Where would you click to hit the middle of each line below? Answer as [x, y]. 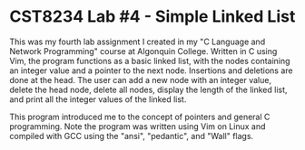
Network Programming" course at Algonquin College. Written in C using [143, 51]
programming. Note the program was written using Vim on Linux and [138, 126]
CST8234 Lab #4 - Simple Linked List [152, 17]
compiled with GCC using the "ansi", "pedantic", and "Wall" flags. [132, 136]
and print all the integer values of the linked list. [98, 99]
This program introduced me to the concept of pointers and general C [140, 117]
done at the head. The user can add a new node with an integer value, [141, 80]
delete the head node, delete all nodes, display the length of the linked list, [148, 89]
